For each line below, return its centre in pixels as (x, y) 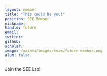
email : (12, 32)
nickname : (15, 23)
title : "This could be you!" (35, 14)
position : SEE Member (27, 19)
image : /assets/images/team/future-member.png (54, 51)
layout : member (21, 10)
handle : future (21, 28)
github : (13, 42)
